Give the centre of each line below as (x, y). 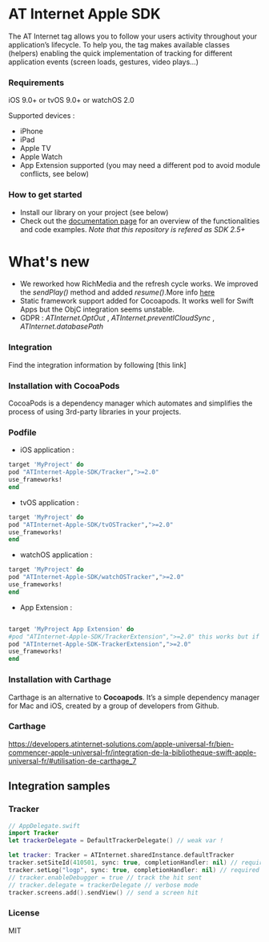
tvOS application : (49, 502)
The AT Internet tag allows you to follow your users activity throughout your (133, 36)
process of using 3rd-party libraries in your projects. (95, 412)
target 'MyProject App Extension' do (71, 629)
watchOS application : (56, 555)
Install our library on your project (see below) (94, 212)
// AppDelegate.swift (44, 826)
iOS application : (47, 450)
